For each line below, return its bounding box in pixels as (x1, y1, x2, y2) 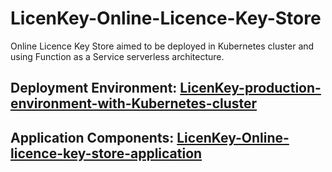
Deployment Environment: (10, 80, 178, 97)
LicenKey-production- (179, 80, 322, 97)
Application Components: (10, 129, 175, 146)
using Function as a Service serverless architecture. (10, 50, 225, 62)
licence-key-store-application (10, 145, 203, 162)
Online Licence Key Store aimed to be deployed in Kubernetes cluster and (10, 40, 315, 52)
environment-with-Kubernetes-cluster (10, 95, 258, 112)
